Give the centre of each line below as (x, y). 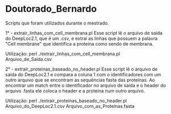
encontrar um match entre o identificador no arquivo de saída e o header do (86, 85)
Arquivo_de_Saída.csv (29, 59)
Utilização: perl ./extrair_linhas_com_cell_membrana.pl (63, 54)
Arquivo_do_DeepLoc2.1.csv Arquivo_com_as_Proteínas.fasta (70, 106)
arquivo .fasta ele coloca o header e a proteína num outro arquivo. (75, 90)
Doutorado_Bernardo (51, 9)
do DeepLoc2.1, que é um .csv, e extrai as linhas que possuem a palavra (81, 38)
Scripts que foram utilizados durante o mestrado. (57, 23)
